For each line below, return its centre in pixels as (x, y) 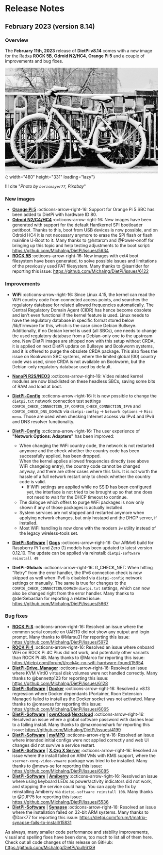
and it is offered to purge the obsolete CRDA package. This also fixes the (85, 351)
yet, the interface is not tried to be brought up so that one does (90, 492)
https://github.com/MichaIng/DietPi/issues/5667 (60, 603)
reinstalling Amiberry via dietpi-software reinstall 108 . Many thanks (82, 791)
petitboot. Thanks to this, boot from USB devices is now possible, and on (85, 230)
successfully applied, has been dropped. (60, 456)
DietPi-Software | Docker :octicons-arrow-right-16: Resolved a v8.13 (81, 688)
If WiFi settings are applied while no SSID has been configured (89, 487)
